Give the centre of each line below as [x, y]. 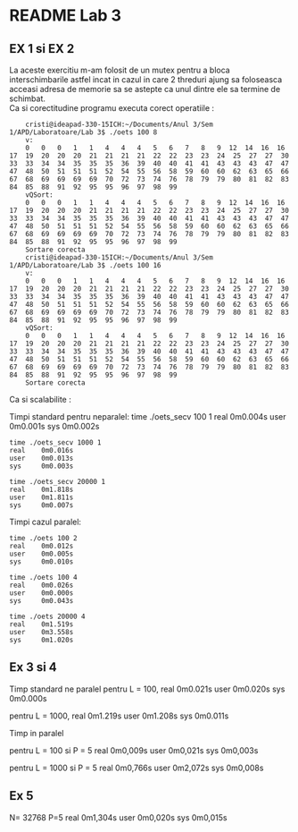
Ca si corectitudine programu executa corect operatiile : [112, 108]
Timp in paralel [37, 733]
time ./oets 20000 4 [48, 616]
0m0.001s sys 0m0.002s [54, 426]
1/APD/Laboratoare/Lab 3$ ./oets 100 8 [83, 132]
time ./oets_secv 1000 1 [55, 443]
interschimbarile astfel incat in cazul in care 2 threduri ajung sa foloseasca [146, 80]
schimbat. [28, 98]
